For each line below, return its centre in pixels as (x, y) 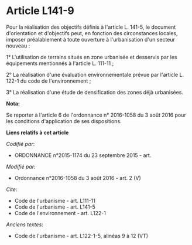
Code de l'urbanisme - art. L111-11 (55, 200)
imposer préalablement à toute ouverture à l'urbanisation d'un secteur (91, 39)
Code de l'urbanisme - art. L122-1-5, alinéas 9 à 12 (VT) (81, 236)
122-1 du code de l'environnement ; (49, 81)
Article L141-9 (40, 11)
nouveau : (18, 46)
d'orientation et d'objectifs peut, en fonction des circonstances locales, (92, 33)
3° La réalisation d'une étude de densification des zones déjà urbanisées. (95, 92)
